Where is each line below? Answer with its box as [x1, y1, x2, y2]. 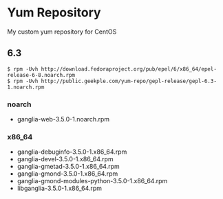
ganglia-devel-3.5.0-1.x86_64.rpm [17, 155, 114, 163]
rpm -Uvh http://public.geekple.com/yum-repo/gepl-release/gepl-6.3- [13, 78, 217, 84]
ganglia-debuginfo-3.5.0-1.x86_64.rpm [17, 148, 127, 156]
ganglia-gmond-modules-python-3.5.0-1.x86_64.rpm [17, 177, 168, 185]
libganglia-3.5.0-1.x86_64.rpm [17, 184, 102, 193]
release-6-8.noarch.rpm [7, 71, 76, 78]
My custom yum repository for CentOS [7, 27, 117, 36]
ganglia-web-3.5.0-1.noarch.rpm [17, 115, 110, 124]
